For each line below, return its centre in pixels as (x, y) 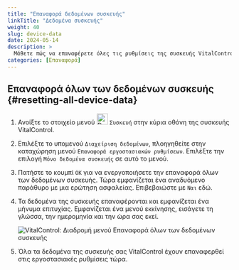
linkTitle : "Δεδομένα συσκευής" (55, 21)
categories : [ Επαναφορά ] (44, 60)
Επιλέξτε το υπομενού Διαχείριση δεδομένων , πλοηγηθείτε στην (112, 144)
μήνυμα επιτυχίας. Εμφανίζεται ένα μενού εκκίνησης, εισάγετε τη (115, 209)
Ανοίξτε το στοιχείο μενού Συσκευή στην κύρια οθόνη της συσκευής (123, 122)
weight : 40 (23, 27)
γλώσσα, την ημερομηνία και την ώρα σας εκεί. (88, 216)
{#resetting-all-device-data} (73, 100)
